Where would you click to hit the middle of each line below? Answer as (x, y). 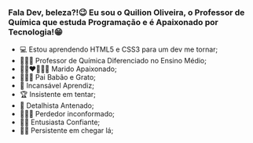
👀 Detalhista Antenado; (57, 105)
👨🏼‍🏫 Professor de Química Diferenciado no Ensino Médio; (113, 61)
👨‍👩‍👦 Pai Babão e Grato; (58, 77)
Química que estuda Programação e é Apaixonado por (113, 22)
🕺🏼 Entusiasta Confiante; (60, 122)
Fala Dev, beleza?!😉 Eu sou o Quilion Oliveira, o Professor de (126, 13)
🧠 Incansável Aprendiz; (57, 86)
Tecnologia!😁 (35, 32)
